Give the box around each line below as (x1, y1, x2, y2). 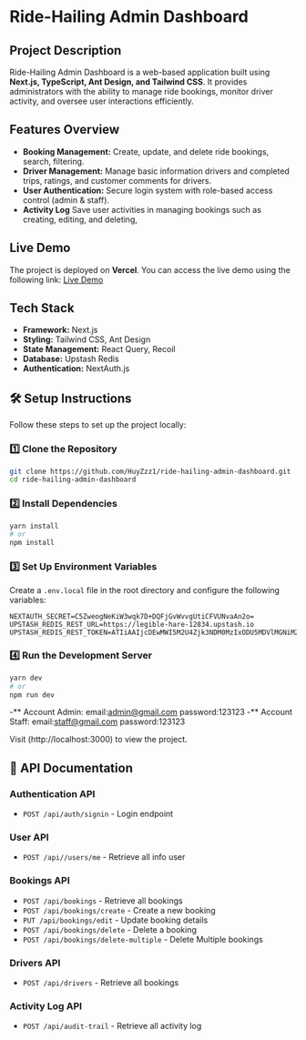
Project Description (9, 43, 122, 58)
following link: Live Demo (9, 274, 104, 285)
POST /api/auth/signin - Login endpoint (22, 808, 174, 820)
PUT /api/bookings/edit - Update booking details (22, 914, 209, 925)
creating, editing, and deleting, (22, 214, 138, 225)
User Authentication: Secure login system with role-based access (22, 185, 273, 196)
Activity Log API (9, 999, 83, 1012)
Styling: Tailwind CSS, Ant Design (22, 334, 151, 345)
